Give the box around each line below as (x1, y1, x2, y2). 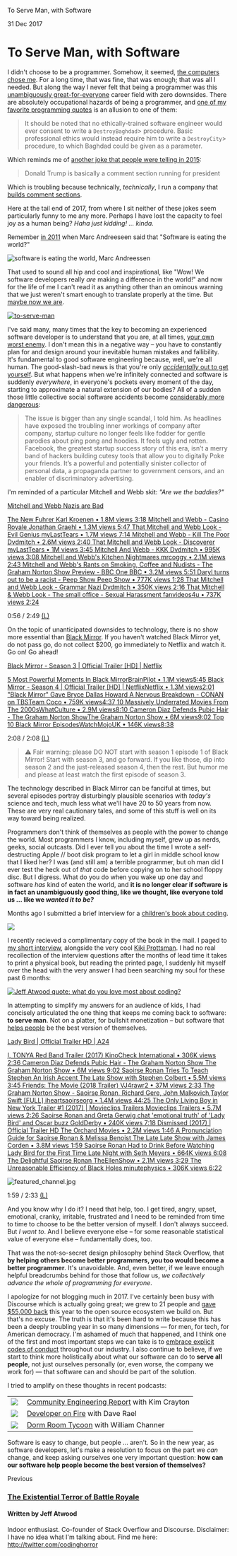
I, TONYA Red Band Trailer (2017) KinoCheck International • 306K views (7, 1050, 217, 1059)
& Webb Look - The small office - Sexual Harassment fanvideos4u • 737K (7, 590, 221, 598)
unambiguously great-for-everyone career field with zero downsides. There (7, 90, 227, 98)
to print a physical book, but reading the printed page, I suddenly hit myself (7, 958, 226, 967)
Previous (7, 1474, 33, 1482)
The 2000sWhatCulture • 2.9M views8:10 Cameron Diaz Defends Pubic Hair (7, 705, 229, 714)
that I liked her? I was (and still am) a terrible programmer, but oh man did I (7, 857, 224, 866)
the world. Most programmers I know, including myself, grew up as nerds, (7, 835, 221, 844)
